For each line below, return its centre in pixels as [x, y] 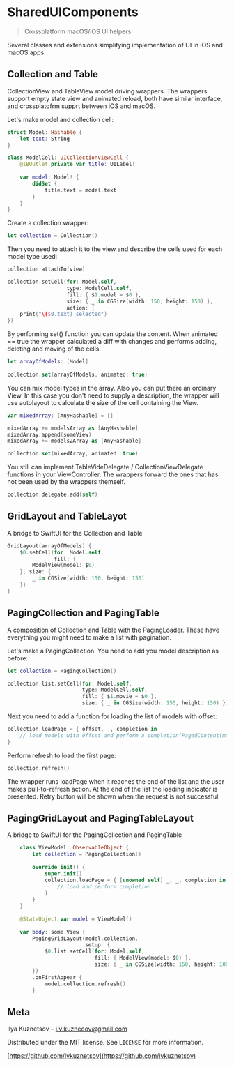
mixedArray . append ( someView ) [49, 434]
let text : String [45, 139]
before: [18, 658]
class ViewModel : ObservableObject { [75, 848]
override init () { [59, 867]
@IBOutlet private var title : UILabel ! [78, 165]
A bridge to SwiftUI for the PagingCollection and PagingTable [95, 835]
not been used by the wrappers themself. [66, 482]
